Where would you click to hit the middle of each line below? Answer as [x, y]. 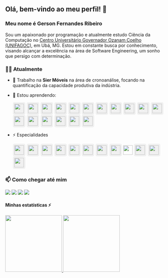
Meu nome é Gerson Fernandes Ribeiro [54, 24]
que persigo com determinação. [38, 56]
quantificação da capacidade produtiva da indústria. [67, 85]
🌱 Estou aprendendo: [34, 95]
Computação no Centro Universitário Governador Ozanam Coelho [73, 40]
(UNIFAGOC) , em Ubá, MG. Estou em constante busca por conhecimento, [81, 45]
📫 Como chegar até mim [36, 179]
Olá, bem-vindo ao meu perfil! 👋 [56, 9]
